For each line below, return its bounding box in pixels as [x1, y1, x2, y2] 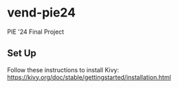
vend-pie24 [7, 5, 76, 21]
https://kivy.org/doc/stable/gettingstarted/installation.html [7, 73, 172, 81]
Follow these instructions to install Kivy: [7, 65, 119, 74]
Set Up [7, 47, 36, 59]
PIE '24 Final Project [7, 27, 65, 36]
